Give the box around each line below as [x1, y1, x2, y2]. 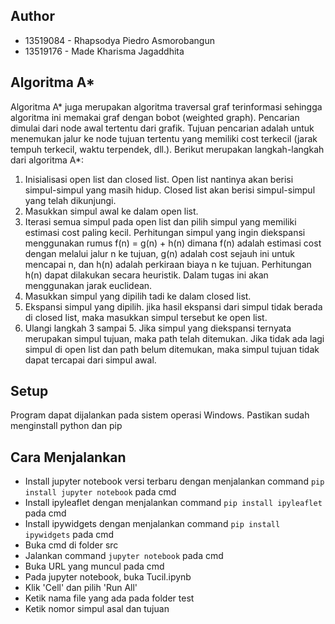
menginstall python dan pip [10, 420, 123, 432]
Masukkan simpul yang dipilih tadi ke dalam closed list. [24, 290, 252, 302]
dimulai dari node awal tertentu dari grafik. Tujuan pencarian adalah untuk [10, 122, 315, 134]
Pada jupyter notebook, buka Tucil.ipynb [24, 571, 192, 583]
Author [10, 8, 55, 25]
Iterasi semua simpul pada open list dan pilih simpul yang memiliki [24, 215, 297, 228]
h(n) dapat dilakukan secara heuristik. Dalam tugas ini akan [24, 269, 269, 281]
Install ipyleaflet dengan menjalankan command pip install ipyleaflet [24, 497, 323, 509]
